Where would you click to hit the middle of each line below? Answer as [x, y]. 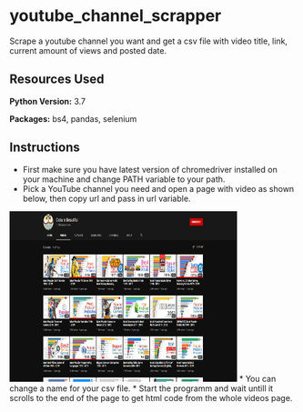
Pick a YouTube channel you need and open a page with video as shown [158, 188]
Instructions [45, 148]
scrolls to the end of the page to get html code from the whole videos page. [151, 397]
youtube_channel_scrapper [116, 16]
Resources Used [57, 80]
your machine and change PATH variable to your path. [124, 179]
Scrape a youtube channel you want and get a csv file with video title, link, [149, 41]
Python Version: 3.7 [48, 101]
